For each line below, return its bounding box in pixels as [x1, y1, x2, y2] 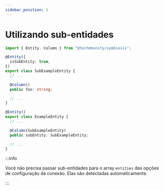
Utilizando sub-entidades [5, 29, 114, 40]
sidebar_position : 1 [5, 7, 49, 13]
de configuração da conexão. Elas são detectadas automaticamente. [5, 170, 147, 176]
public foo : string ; [10, 87, 53, 92]
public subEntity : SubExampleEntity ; [10, 132, 89, 138]
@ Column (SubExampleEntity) [10, 128, 66, 133]
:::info [5, 155, 17, 161]
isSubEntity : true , [10, 59, 51, 64]
